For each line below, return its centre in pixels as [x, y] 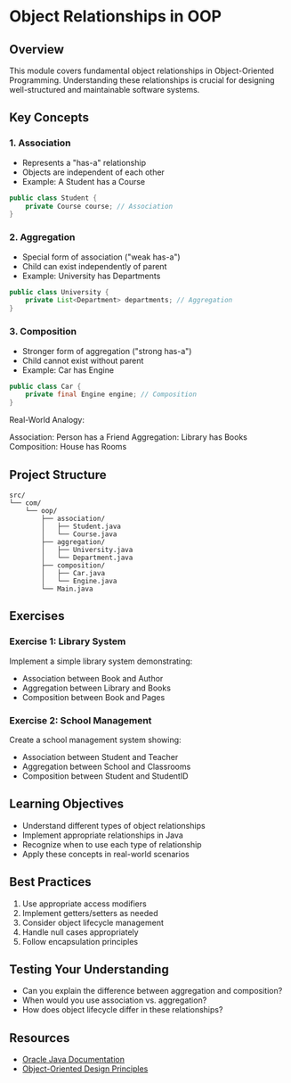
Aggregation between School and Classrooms [106, 766]
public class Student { [53, 198]
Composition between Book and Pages [93, 697]
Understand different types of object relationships [114, 825]
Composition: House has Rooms [68, 447]
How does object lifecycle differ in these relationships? [122, 1010]
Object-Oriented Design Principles [85, 1069]
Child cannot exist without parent [83, 360]
